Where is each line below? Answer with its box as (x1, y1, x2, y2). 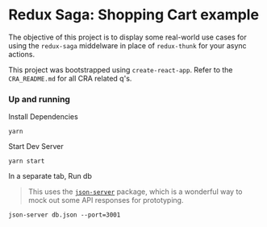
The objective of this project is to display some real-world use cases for (8, 32, 248, 42)
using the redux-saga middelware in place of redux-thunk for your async (8, 40, 248, 50)
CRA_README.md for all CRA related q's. (8, 73, 132, 83)
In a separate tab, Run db (8, 171, 93, 181)
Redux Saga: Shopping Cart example (8, 6, 260, 24)
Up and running (8, 93, 71, 105)
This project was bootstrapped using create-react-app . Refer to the (8, 64, 233, 74)
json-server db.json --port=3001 (8, 211, 121, 219)
